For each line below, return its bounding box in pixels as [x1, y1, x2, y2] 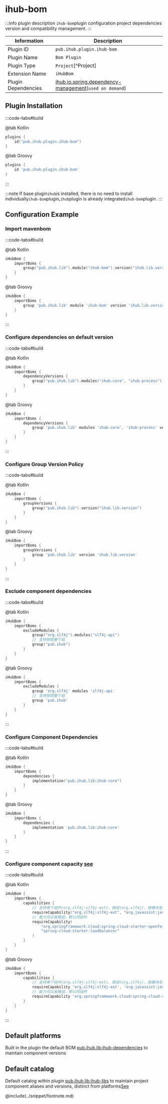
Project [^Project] [55, 62, 96, 69]
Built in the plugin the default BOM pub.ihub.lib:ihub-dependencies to [5, 1045, 148, 1051]
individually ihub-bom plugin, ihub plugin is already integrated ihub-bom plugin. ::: [5, 196, 162, 201]
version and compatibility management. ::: [5, 25, 92, 31]
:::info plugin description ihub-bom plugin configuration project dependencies [5, 20, 162, 26]
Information [14, 37, 43, 44]
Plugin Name [7, 54, 38, 61]
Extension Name [7, 70, 46, 77]
